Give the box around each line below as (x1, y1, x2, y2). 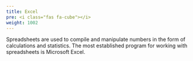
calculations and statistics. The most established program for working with (6, 42, 188, 49)
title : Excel (6, 8, 38, 15)
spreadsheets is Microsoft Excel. (6, 49, 86, 56)
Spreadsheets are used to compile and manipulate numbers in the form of (6, 36, 186, 43)
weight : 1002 (6, 20, 38, 25)
